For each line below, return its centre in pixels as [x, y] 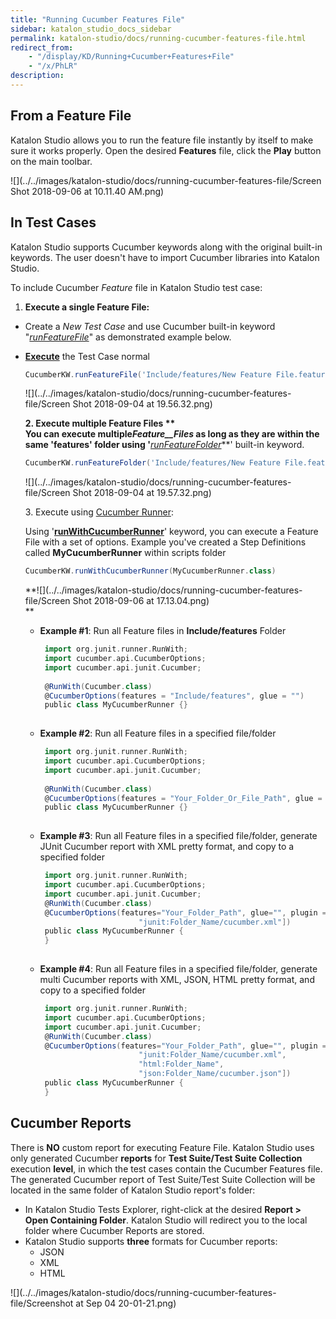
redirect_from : [42, 47]
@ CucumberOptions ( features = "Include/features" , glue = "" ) [174, 696]
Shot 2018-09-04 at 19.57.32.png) [142, 493]
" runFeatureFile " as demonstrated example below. [128, 337]
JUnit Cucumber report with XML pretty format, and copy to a [167, 847]
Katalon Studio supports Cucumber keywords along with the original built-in [166, 247]
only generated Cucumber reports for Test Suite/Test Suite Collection [156, 1158]
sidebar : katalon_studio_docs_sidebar [91, 29]
